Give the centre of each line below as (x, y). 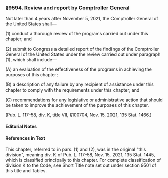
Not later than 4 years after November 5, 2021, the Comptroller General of (82, 19)
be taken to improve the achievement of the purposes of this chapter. (77, 105)
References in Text (25, 138)
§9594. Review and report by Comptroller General (67, 8)
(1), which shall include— (31, 60)
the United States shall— (31, 24)
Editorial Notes (21, 126)
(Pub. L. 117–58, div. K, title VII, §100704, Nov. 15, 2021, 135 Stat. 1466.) (79, 115)
